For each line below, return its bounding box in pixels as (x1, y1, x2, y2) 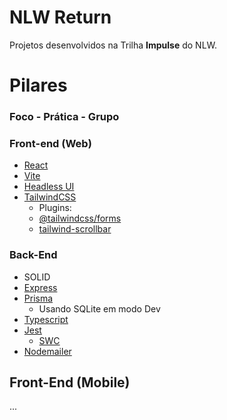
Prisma (23, 292, 54, 304)
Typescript (23, 313, 69, 325)
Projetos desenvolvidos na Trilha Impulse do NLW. (9, 39, 218, 51)
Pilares (9, 74, 68, 97)
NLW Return (9, 6, 112, 29)
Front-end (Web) (9, 136, 92, 150)
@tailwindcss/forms (38, 212, 122, 225)
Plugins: (38, 202, 72, 214)
